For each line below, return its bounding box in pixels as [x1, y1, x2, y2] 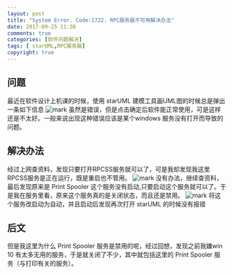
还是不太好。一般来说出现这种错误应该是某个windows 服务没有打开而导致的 [7, 114, 224, 122]
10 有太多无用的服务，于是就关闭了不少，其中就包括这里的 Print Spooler [7, 250, 214, 259]
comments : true [7, 29, 51, 37]
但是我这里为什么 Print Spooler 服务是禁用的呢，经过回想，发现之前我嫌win [7, 242, 223, 250]
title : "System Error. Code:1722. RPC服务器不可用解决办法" [7, 17, 175, 24]
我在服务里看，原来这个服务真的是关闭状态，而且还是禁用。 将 [13, 191, 216, 199]
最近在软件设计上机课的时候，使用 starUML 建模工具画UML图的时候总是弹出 [7, 96, 226, 105]
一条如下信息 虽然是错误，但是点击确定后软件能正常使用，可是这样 [7, 105, 221, 114]
